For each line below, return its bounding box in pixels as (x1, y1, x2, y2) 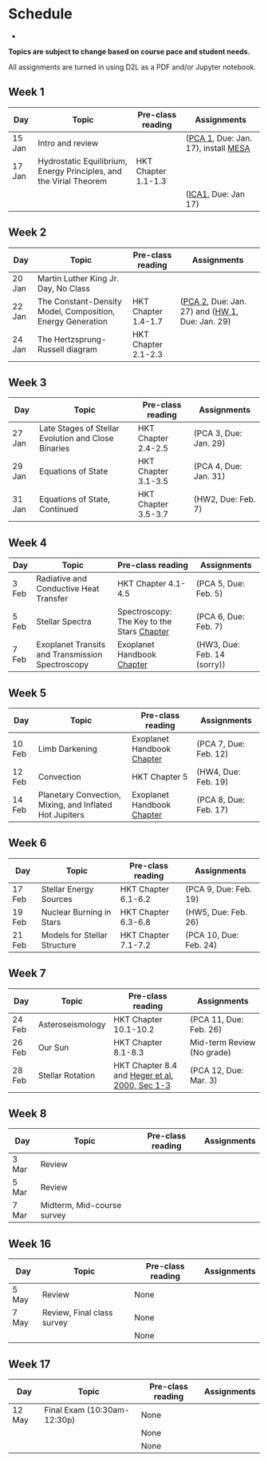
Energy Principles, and (37, 165, 122, 177)
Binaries (38, 443, 70, 454)
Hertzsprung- (53, 333, 107, 344)
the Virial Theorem (37, 175, 108, 186)
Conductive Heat (36, 583, 100, 594)
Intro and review (37, 137, 99, 149)
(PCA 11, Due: (190, 1014, 244, 1025)
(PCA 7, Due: (196, 738, 246, 749)
